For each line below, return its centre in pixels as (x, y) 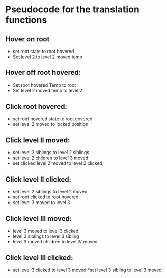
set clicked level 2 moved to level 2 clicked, (58, 163)
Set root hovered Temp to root (44, 85)
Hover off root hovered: (43, 73)
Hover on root (27, 39)
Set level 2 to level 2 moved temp (48, 57)
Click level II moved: (38, 141)
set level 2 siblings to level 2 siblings (51, 153)
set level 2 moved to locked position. (51, 124)
